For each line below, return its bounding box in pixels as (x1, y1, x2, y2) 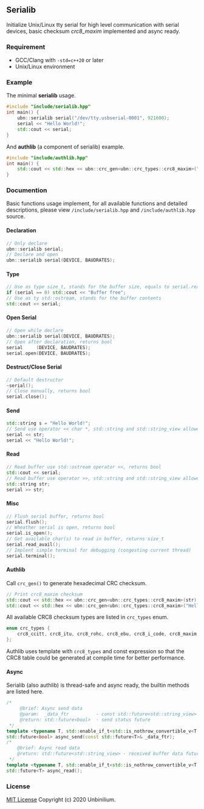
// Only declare (6, 240, 47, 246)
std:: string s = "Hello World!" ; (6, 420, 91, 426)
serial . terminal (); (6, 553, 56, 559)
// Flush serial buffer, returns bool (6, 513, 104, 519)
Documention (6, 186, 47, 195)
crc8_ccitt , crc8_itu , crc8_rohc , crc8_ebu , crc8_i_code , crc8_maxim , (17, 631, 200, 637)
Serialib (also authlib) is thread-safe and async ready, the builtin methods (6, 681, 189, 689)
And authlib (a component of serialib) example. (6, 143, 125, 150)
